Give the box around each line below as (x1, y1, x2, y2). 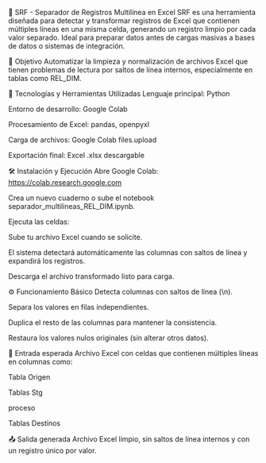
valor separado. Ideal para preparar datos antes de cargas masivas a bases (8, 33, 256, 42)
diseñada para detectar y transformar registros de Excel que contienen (8, 16, 241, 25)
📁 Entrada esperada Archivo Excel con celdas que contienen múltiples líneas (8, 349, 259, 357)
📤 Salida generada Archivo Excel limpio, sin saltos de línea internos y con (8, 434, 250, 444)
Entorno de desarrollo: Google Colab (8, 104, 129, 114)
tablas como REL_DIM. (8, 74, 82, 83)
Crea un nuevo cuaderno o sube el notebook (8, 193, 155, 203)
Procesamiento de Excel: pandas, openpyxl (8, 120, 149, 129)
